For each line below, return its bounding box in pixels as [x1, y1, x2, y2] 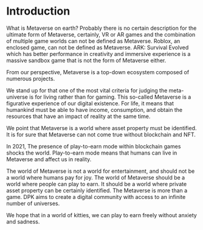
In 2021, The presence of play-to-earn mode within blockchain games [6, 142, 181, 150]
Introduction [6, 4, 71, 18]
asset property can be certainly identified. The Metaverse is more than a [6, 187, 188, 194]
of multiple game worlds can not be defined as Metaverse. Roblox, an [6, 37, 181, 44]
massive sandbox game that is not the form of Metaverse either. [6, 57, 167, 64]
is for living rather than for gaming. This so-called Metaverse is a [29, 93, 191, 100]
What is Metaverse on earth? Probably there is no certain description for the [6, 24, 197, 32]
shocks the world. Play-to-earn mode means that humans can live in [6, 149, 177, 156]
